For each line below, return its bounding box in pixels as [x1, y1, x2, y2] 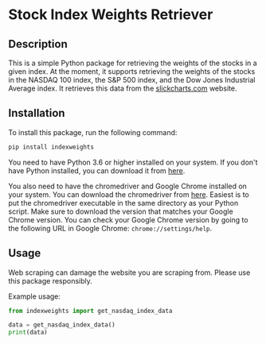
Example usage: [8, 292, 61, 301]
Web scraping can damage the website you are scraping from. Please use [8, 268, 251, 277]
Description [8, 37, 68, 51]
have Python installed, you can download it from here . [8, 165, 186, 176]
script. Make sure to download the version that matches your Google [8, 207, 233, 216]
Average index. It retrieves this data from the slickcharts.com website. [8, 83, 237, 93]
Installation [8, 106, 65, 120]
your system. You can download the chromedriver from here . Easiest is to [8, 189, 249, 199]
